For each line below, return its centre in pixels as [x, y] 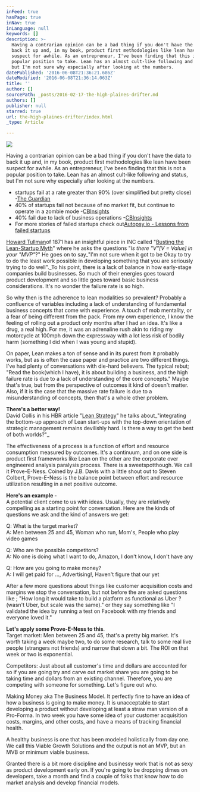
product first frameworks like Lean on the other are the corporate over [92, 459]
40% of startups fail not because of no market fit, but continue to [95, 205]
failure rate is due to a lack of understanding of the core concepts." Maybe [98, 379]
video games [22, 539]
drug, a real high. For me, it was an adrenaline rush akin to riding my [90, 329]
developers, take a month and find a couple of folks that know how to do [95, 777]
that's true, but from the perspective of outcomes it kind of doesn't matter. [97, 385]
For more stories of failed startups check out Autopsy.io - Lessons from [102, 224]
